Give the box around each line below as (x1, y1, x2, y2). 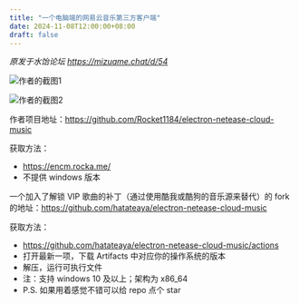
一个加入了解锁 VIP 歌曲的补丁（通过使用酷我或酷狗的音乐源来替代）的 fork (9, 191, 290, 202)
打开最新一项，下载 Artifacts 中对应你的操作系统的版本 (22, 250, 227, 261)
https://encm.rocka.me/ (22, 161, 111, 172)
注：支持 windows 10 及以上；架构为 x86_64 (22, 273, 188, 284)
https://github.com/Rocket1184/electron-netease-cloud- (64, 114, 275, 125)
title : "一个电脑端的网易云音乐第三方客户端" (9, 13, 161, 23)
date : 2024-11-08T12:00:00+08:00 (9, 22, 136, 31)
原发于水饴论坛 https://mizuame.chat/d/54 (9, 56, 169, 67)
